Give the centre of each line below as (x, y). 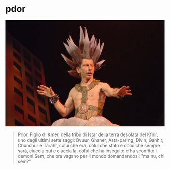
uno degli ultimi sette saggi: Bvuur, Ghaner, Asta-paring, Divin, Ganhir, (90, 140)
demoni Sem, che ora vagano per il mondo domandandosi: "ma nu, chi (91, 156)
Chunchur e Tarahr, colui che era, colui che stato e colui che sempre (89, 145)
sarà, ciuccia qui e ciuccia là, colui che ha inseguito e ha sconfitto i (87, 151)
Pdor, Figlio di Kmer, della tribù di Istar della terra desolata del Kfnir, (88, 134)
